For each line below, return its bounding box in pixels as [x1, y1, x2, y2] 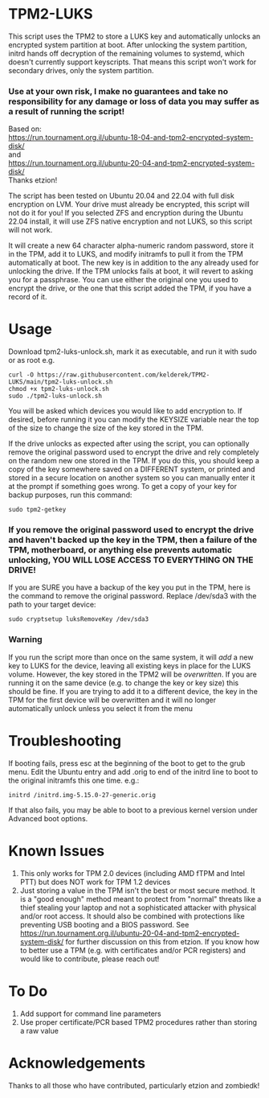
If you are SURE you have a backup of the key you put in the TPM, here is [8, 582, 251, 592]
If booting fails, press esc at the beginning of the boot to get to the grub [8, 758, 246, 768]
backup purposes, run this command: [8, 490, 132, 500]
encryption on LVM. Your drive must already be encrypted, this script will [8, 199, 251, 209]
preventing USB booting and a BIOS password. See [19, 919, 190, 929]
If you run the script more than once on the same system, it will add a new [8, 652, 254, 662]
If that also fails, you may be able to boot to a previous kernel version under [8, 805, 259, 815]
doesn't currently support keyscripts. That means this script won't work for [8, 57, 257, 67]
